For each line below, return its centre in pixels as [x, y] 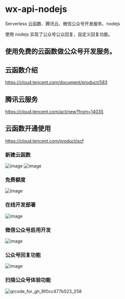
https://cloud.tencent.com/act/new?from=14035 [54, 111]
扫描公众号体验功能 [28, 280]
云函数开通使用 [28, 129]
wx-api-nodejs [36, 9]
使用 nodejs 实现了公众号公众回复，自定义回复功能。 [59, 34]
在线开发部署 [21, 205]
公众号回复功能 [23, 255]
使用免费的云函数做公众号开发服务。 [61, 52]
